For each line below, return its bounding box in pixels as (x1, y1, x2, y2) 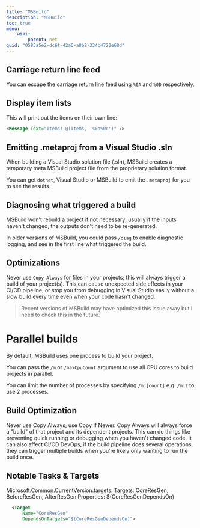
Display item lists (6, 98, 72, 108)
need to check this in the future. (20, 311, 100, 318)
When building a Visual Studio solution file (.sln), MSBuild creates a (6, 158, 172, 165)
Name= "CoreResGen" (22, 511, 68, 517)
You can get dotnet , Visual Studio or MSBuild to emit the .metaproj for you (6, 176, 190, 183)
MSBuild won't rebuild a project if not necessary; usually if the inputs (6, 216, 177, 223)
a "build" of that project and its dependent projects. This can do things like (6, 428, 191, 435)
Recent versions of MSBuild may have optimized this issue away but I (20, 304, 193, 312)
